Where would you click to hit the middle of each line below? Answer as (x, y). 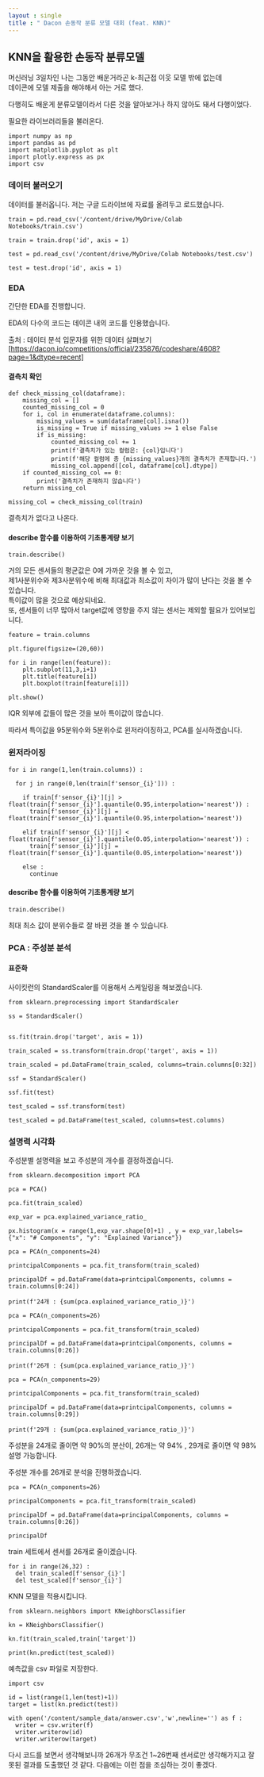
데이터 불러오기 (36, 186)
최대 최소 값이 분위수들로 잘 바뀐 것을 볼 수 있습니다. (88, 925)
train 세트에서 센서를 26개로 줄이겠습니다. (73, 1552)
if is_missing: (62, 436)
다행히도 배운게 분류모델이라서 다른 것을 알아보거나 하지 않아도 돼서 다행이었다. (130, 105)
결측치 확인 (25, 376)
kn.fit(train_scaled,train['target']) (72, 1639)
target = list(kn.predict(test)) (63, 1705)
